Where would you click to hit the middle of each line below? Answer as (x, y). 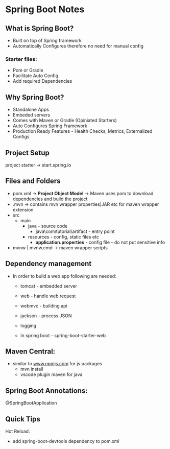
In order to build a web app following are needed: (64, 276)
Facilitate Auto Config (35, 76)
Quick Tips (23, 419)
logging (28, 325)
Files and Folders (33, 181)
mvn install (32, 369)
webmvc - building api (44, 305)
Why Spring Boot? (35, 97)
